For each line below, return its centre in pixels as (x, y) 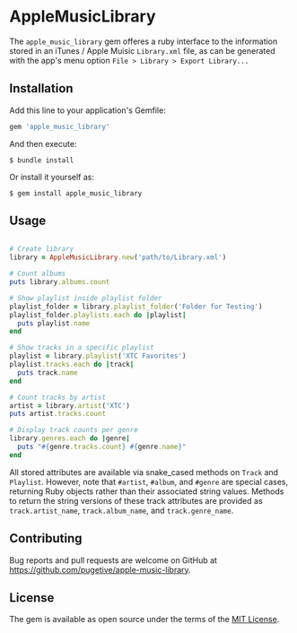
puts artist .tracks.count (57, 414)
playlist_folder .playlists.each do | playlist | (98, 315)
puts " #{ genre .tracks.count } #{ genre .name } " (102, 447)
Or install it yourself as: (52, 177)
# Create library (42, 249)
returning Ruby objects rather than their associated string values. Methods (147, 491)
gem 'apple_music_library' (60, 126)
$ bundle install (42, 160)
